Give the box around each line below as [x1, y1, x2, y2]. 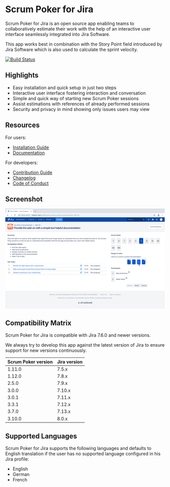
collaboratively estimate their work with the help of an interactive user [5, 25, 151, 32]
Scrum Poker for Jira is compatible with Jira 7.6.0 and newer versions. [5, 332, 151, 339]
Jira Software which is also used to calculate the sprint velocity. [5, 46, 138, 52]
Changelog [12, 174, 36, 181]
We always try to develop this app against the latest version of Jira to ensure [5, 342, 165, 348]
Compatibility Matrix [5, 319, 72, 327]
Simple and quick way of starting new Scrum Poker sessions [12, 95, 139, 101]
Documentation [12, 149, 45, 156]
